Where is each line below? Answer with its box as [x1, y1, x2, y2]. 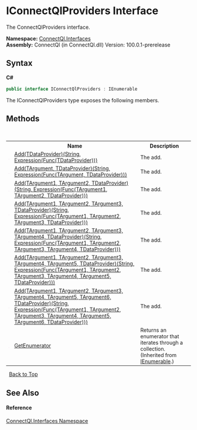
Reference [6, 404, 32, 411]
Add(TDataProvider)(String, [14, 151, 81, 158]
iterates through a [140, 339, 184, 346]
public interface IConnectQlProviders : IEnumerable [6, 86, 138, 92]
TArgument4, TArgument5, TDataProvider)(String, [14, 260, 135, 267]
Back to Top [8, 371, 38, 378]
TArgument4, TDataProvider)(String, [14, 234, 102, 241]
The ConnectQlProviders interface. [6, 24, 90, 31]
